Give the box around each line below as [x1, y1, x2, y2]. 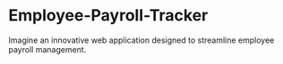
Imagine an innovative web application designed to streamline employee [8, 35, 275, 45]
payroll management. [8, 44, 87, 54]
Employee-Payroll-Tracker [8, 5, 209, 26]
